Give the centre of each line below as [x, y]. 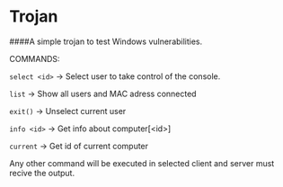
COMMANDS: [35, 58]
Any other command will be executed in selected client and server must [142, 163]
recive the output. [42, 173]
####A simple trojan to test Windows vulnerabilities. [106, 41]
